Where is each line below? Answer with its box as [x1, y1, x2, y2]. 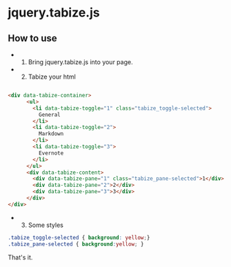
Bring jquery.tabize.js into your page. [28, 58, 133, 66]
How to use [8, 32, 57, 44]
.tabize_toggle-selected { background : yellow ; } [8, 234, 150, 241]
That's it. [8, 253, 33, 261]
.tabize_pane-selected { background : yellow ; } [8, 240, 144, 248]
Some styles [28, 221, 64, 229]
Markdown [38, 130, 64, 137]
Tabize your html [28, 72, 77, 81]
